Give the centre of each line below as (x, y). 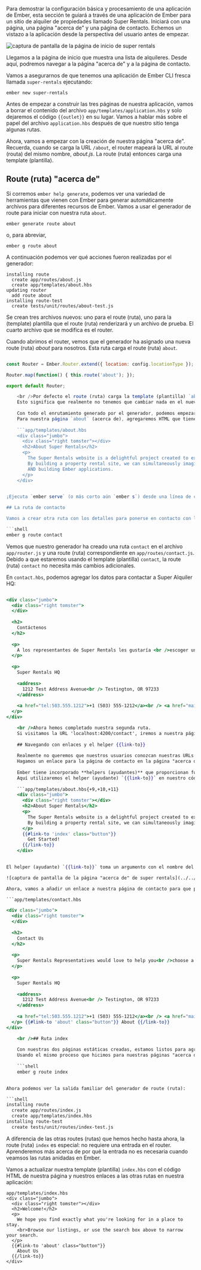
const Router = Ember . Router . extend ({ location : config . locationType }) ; (100, 364)
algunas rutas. (24, 129)
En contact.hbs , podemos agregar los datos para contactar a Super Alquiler (99, 577)
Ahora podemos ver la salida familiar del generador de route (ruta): (96, 1088)
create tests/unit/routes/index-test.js (63, 1127)
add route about (32, 295)
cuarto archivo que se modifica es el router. (60, 330)
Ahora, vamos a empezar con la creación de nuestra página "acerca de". (96, 141)
